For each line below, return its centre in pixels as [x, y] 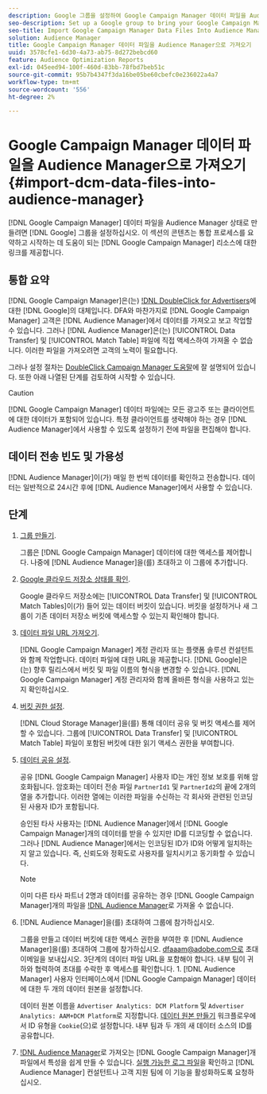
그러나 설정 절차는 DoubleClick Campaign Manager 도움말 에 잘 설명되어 [122, 367]
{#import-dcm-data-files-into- [112, 183]
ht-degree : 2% [32, 97]
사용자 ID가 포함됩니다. [64, 806]
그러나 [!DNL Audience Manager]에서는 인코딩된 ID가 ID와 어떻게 [122, 843]
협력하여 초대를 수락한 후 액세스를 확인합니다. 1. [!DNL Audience [135, 968]
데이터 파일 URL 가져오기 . [59, 632]
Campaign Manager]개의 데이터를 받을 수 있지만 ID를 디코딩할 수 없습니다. [136, 833]
